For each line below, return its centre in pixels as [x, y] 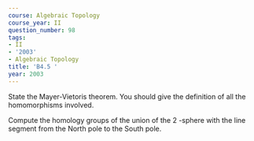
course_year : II [35, 23]
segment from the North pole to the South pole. [85, 128]
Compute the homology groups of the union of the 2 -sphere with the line [127, 120]
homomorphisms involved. [51, 105]
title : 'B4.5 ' [33, 67]
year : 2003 [26, 74]
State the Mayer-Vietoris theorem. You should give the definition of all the [127, 96]
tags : [17, 37]
